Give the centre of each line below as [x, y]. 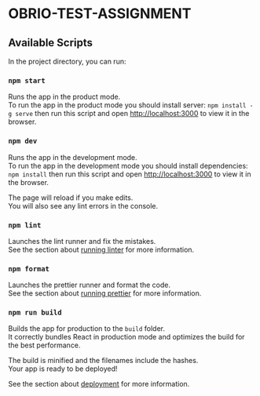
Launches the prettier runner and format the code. [90, 285]
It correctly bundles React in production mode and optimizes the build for [126, 337]
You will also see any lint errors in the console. [83, 205]
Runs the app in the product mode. [64, 97]
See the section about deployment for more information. [99, 384]
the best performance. [44, 345]
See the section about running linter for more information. [101, 249]
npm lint [25, 225]
